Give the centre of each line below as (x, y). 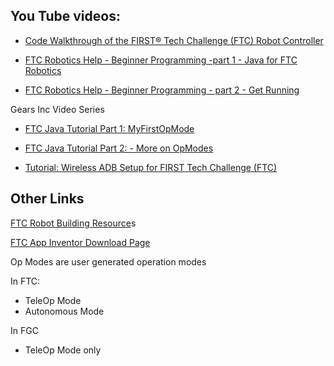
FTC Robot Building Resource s (73, 223)
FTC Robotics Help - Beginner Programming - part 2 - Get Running (162, 90)
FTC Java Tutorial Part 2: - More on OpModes (119, 148)
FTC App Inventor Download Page (80, 242)
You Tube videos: (65, 16)
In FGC (24, 330)
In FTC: (25, 281)
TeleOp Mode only (63, 350)
